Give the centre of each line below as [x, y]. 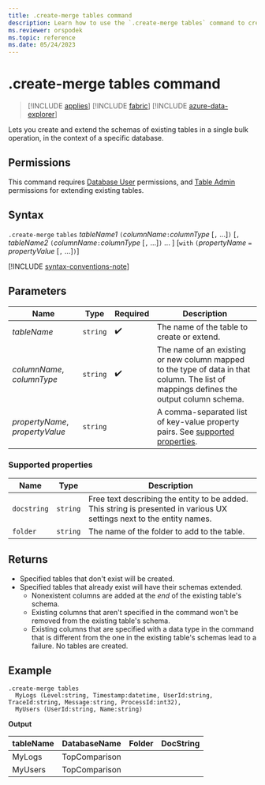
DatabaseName [91, 744]
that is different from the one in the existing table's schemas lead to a [144, 637]
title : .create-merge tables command [70, 15]
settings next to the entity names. [150, 519]
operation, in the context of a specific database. [86, 138]
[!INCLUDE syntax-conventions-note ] [69, 266]
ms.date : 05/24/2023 [42, 45]
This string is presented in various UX [157, 508]
